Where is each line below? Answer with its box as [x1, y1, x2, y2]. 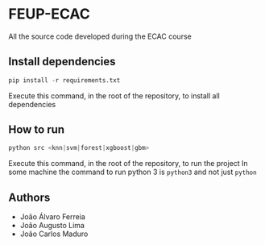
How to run [8, 122, 65, 137]
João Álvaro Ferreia [19, 212, 86, 222]
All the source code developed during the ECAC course [8, 31, 192, 41]
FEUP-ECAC [8, 5, 90, 23]
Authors [8, 190, 51, 204]
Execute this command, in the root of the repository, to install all [8, 90, 220, 101]
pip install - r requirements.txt [8, 76, 121, 85]
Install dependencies [8, 55, 116, 69]
